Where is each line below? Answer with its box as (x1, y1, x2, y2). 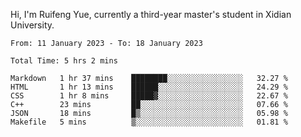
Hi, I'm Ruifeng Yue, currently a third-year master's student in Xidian (10, 9, 292, 20)
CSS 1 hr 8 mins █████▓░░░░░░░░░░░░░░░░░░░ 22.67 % (10, 91, 288, 101)
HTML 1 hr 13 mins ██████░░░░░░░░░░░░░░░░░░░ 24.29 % (10, 82, 288, 92)
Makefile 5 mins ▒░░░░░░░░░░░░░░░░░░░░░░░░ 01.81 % (10, 117, 288, 127)
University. (10, 19, 55, 31)
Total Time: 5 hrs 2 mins (10, 56, 118, 66)
